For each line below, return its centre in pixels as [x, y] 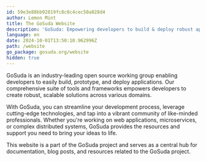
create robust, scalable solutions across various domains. [79, 95]
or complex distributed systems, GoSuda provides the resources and [93, 126]
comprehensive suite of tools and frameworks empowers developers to [97, 88]
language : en [23, 35]
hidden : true [23, 58]
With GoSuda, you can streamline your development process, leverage [96, 107]
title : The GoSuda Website [41, 23]
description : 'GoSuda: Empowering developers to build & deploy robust [100, 29]
